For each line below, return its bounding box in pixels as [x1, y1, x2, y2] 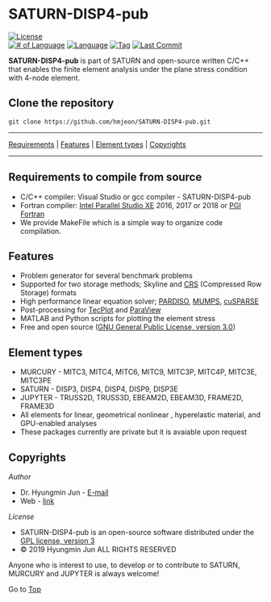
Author [8, 472, 31, 481]
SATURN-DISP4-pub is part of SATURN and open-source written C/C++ [8, 56, 250, 65]
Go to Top [8, 584, 42, 594]
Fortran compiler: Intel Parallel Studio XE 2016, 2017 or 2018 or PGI [19, 200, 242, 210]
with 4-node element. [8, 73, 81, 82]
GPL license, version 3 [19, 536, 95, 546]
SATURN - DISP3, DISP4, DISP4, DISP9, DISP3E [19, 384, 179, 394]
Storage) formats [19, 288, 77, 298]
